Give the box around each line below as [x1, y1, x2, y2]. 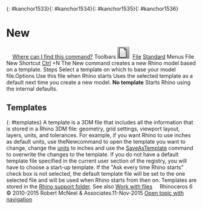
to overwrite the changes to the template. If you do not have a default [6, 150, 179, 158]
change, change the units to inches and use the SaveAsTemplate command [6, 144, 193, 152]
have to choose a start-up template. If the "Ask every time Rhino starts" [6, 163, 184, 171]
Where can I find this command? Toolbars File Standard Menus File [12, 53, 195, 60]
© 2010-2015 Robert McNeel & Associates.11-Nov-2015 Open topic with [6, 189, 184, 196]
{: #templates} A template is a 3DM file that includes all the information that [6, 118, 193, 126]
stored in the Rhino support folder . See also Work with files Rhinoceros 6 [6, 182, 193, 190]
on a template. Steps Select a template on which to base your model [6, 66, 176, 73]
